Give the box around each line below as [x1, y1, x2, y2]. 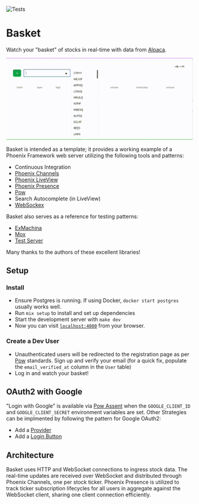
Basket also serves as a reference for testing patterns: [6, 213, 139, 220]
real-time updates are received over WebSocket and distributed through [6, 472, 182, 480]
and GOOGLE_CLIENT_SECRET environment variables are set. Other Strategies [6, 409, 187, 416]
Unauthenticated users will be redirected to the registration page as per [14, 351, 190, 358]
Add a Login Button [14, 433, 62, 440]
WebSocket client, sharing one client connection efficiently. [6, 491, 151, 499]
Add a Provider [14, 427, 52, 434]
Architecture [6, 450, 54, 460]
